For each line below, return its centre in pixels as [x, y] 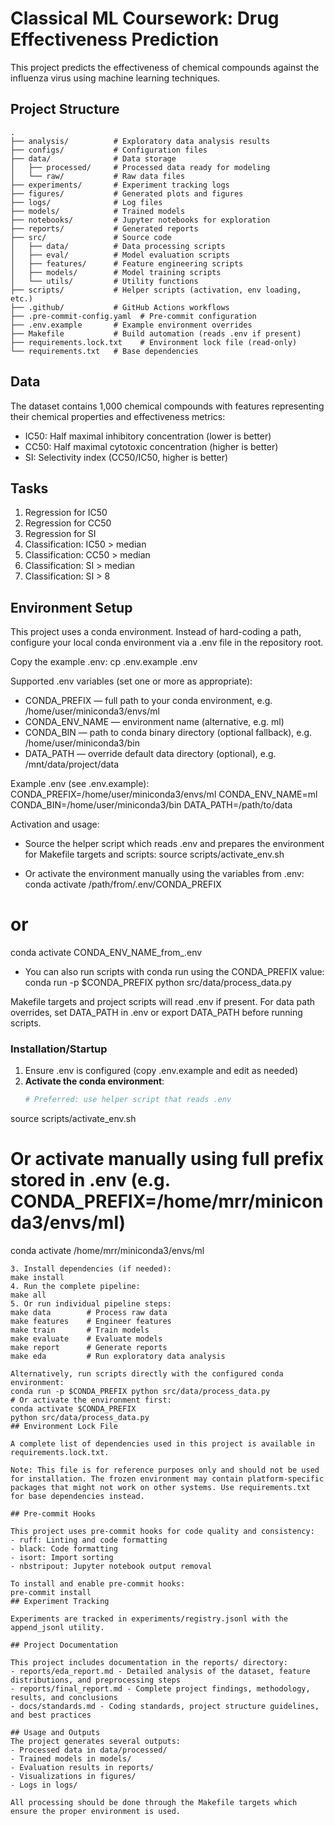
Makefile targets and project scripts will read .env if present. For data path [163, 1002]
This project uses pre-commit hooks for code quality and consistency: [162, 1532]
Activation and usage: [55, 824]
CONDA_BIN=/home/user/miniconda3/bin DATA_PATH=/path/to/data [151, 805]
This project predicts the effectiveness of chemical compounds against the [165, 67]
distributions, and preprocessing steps [96, 1680]
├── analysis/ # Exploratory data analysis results [140, 141]
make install [37, 1278]
